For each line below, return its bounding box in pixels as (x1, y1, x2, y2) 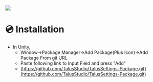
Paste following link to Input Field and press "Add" (20, 60, 126, 66)
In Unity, (12, 44, 31, 50)
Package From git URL (20, 55, 68, 61)
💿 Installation (5, 23, 64, 35)
